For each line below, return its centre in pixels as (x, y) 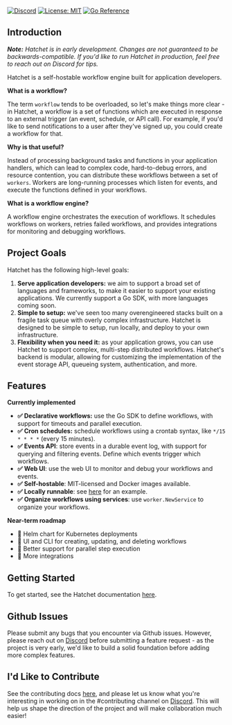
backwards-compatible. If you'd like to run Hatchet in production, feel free (114, 56)
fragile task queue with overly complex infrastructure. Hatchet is (109, 320)
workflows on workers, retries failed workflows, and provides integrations (112, 224)
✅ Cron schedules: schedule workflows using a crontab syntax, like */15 (121, 431)
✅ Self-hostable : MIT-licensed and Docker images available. (104, 484)
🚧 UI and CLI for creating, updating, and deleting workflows (102, 541)
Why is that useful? (36, 147)
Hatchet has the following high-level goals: (68, 269)
